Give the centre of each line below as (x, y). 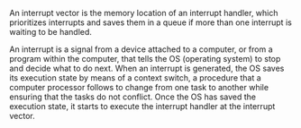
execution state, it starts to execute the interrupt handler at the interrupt (142, 106)
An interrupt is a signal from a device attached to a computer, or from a (141, 49)
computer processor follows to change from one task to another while (139, 87)
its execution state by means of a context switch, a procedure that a (135, 78)
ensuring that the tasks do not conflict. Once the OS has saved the (133, 97)
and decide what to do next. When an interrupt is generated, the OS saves (147, 68)
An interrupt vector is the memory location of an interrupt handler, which (144, 13)
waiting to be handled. (51, 32)
